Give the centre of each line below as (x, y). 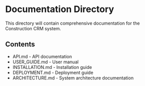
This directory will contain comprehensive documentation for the (72, 23)
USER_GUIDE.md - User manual (45, 62)
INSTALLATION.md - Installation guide (52, 67)
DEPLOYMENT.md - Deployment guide (53, 72)
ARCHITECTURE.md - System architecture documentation (73, 78)
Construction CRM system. (33, 28)
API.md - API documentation (42, 56)
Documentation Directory (60, 9)
